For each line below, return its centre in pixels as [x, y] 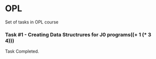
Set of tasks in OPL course [32, 22]
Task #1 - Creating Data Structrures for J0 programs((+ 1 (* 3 [78, 35]
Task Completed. [22, 51]
